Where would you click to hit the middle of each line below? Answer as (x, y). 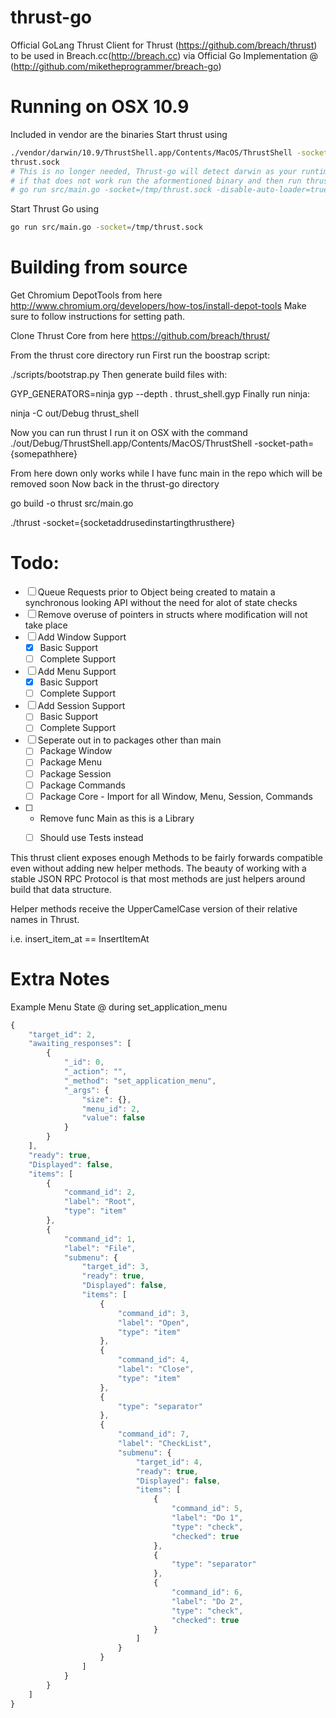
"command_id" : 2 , (100, 1192)
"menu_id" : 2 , (111, 1109)
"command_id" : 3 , (153, 1313)
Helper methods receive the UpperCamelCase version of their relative (154, 908)
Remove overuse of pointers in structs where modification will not (172, 614)
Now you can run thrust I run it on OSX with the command (129, 433)
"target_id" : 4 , (169, 1462)
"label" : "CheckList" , (165, 1444)
